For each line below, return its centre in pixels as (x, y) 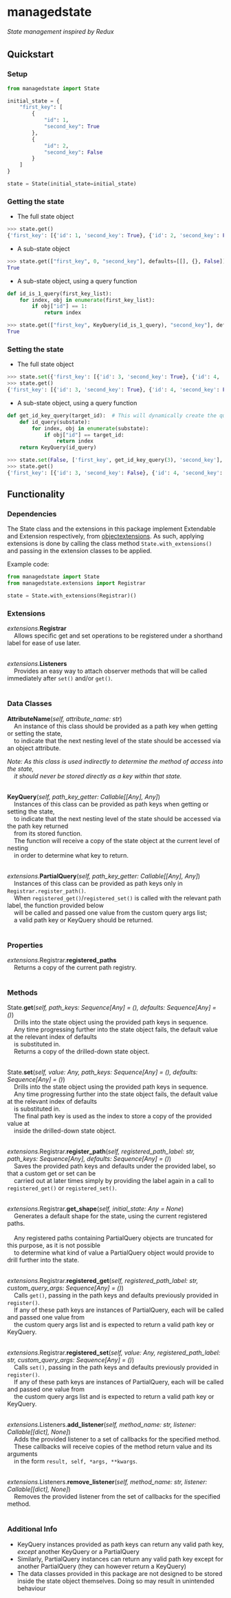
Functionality (36, 495)
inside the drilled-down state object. (65, 1131)
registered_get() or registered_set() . (62, 1188)
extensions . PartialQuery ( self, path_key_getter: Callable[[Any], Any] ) (104, 876)
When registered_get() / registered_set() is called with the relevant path (117, 898)
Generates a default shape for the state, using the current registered (110, 1216)
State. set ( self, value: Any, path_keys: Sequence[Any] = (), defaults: (102, 1072)
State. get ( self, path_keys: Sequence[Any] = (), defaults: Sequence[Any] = (112, 1008)
